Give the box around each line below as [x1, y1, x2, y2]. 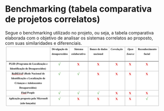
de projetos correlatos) [5, 14, 100, 25]
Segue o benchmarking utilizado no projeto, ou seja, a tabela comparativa [5, 30, 154, 36]
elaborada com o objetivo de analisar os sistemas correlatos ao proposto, [5, 35, 153, 41]
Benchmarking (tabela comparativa [5, 3, 152, 15]
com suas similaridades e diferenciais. [5, 40, 82, 46]
